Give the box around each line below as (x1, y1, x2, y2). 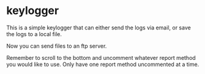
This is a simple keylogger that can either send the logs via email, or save (6, 24, 191, 31)
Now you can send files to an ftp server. (6, 42, 107, 50)
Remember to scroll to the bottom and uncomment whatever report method (6, 54, 196, 61)
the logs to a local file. (6, 30, 62, 37)
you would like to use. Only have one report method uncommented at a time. (6, 61, 199, 68)
